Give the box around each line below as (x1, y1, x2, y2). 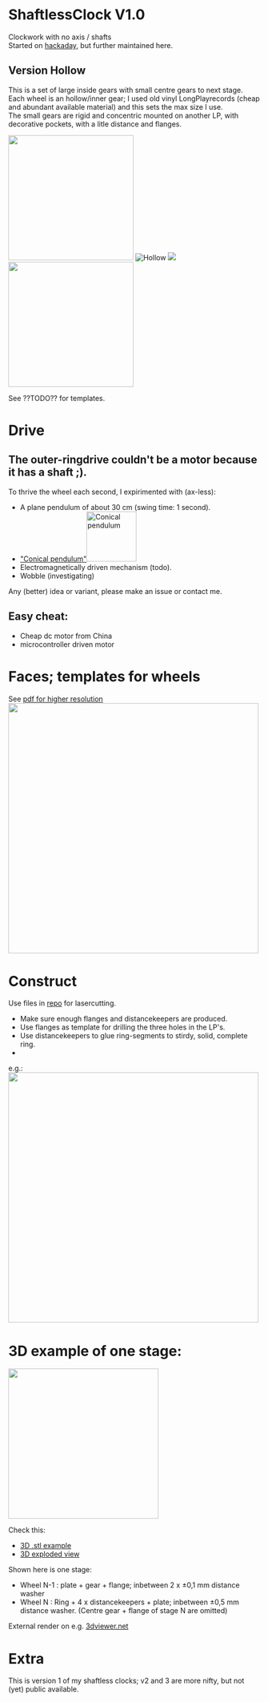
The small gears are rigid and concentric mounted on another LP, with (8, 110, 238, 120)
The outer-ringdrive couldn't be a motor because (8, 453, 258, 467)
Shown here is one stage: (8, 1565, 92, 1575)
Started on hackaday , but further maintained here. (8, 40, 174, 50)
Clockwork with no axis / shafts (8, 32, 112, 42)
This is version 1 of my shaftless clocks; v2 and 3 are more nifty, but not (8, 1676, 245, 1686)
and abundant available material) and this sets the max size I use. (8, 102, 223, 111)
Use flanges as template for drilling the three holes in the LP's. (19, 1022, 226, 1032)
